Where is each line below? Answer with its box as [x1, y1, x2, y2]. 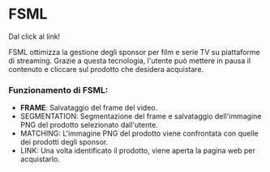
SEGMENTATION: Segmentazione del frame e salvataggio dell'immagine [19, 111, 262, 121]
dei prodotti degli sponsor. [19, 137, 109, 147]
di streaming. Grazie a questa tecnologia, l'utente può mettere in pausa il [8, 56, 251, 65]
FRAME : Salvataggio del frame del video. [19, 103, 158, 113]
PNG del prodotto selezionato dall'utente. [19, 120, 158, 130]
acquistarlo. [19, 154, 61, 164]
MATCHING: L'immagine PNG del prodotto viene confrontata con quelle [19, 128, 259, 138]
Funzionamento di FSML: [8, 84, 109, 95]
